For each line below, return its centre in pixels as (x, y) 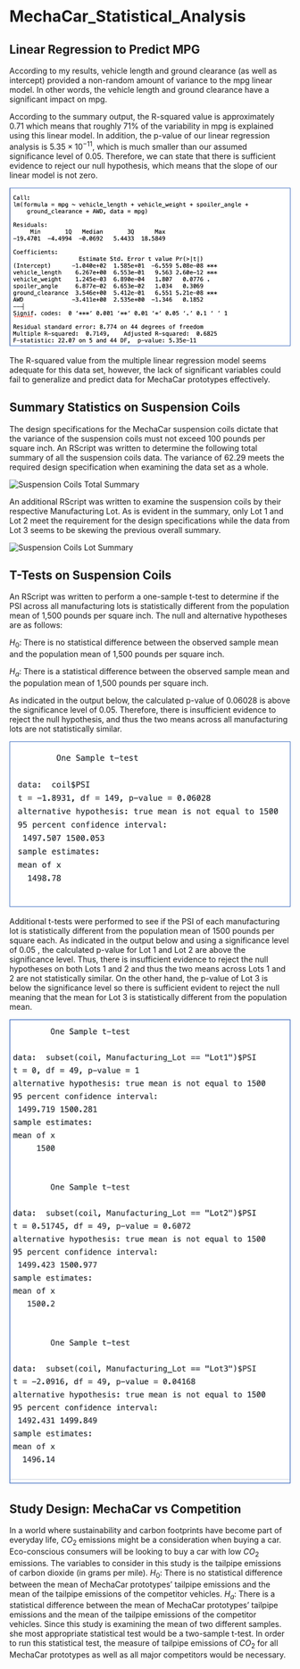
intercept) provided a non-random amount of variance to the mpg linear (141, 80)
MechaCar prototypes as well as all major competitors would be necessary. (148, 1655)
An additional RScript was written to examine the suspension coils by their (146, 501)
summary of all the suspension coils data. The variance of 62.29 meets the (147, 457)
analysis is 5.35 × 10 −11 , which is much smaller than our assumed (128, 146)
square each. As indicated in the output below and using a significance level (149, 940)
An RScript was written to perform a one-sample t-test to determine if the (144, 597)
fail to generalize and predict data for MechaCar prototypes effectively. (140, 379)
